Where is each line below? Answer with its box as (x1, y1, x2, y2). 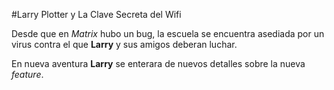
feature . (11, 69, 44, 80)
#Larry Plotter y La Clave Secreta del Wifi (11, 9, 182, 20)
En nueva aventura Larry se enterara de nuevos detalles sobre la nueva (11, 58, 306, 69)
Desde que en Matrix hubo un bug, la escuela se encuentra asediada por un (11, 28, 325, 39)
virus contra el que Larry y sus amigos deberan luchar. (11, 39, 238, 50)
